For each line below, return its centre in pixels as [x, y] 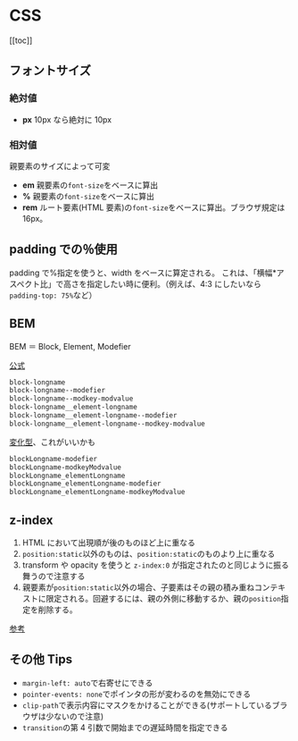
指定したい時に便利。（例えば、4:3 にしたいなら [174, 283]
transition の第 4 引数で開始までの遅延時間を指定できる [125, 727]
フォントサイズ [50, 71]
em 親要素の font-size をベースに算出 [90, 185]
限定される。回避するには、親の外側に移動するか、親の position [163, 598]
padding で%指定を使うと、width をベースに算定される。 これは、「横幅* [143, 273]
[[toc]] [21, 40]
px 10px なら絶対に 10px [67, 119]
